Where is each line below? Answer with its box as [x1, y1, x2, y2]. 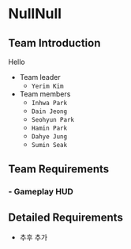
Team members [19, 89, 71, 99]
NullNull [8, 5, 62, 23]
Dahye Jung [31, 133, 68, 141]
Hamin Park [31, 124, 68, 132]
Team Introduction [8, 36, 101, 50]
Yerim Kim [31, 82, 65, 90]
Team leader [19, 73, 61, 81]
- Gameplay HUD [8, 187, 73, 198]
